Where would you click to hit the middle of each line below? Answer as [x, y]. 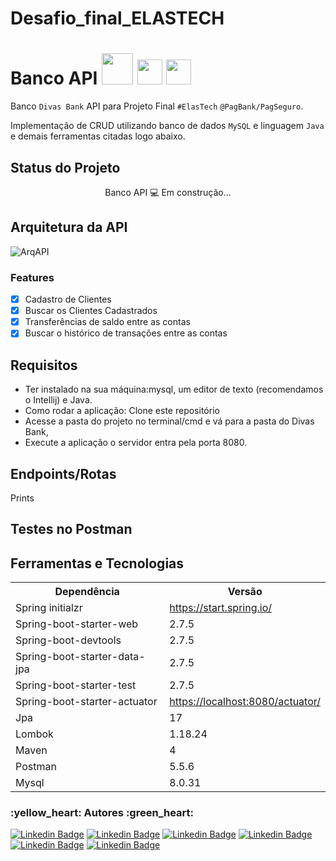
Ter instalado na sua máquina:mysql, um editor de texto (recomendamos [174, 389]
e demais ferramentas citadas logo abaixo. [98, 136]
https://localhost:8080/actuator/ [245, 702]
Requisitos [44, 365]
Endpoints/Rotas [63, 473]
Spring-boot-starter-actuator [86, 702]
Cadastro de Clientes [68, 299]
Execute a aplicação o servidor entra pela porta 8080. [136, 443]
